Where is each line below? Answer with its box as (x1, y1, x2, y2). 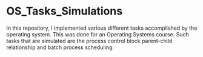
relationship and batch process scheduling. (6, 44, 114, 51)
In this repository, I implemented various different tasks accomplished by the (6, 24, 198, 32)
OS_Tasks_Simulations (6, 4, 123, 18)
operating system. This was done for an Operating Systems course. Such (6, 30, 189, 38)
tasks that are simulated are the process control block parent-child (6, 37, 173, 44)
